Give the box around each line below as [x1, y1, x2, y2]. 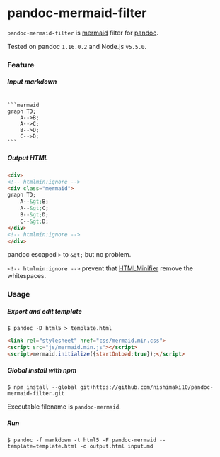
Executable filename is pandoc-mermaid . [7, 402, 122, 411]
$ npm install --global [7, 383, 78, 391]
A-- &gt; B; [20, 198, 50, 205]
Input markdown [7, 77, 57, 86]
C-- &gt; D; [20, 218, 50, 225]
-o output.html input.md [80, 442, 154, 450]
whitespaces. [7, 272, 47, 280]
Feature [7, 60, 35, 70]
